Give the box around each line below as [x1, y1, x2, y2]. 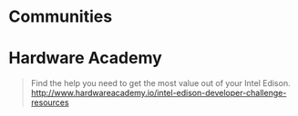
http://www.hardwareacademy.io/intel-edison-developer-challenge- [30, 88, 287, 99]
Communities [8, 6, 113, 27]
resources [30, 97, 69, 108]
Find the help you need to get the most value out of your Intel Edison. [30, 78, 291, 89]
